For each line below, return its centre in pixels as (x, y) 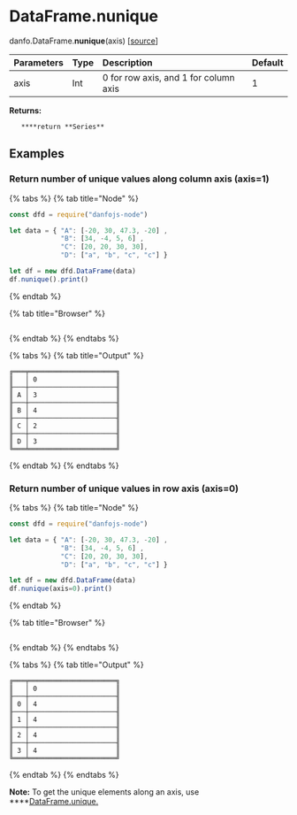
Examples (37, 154)
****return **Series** (62, 127)
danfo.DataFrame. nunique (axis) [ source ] (84, 41)
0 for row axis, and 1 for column (169, 77)
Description (127, 62)
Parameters (38, 62)
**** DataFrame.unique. (54, 802)
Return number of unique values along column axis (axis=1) (139, 179)
